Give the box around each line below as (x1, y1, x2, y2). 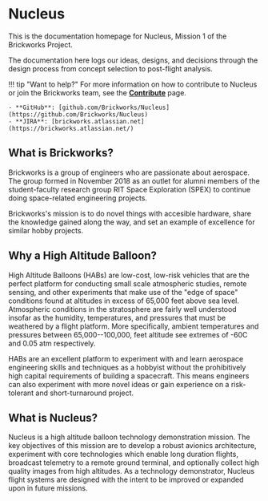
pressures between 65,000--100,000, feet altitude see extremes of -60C (8, 329, 248, 339)
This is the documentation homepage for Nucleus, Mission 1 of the (8, 31, 227, 41)
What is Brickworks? (8, 146, 114, 160)
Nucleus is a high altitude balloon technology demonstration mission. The (8, 432, 250, 442)
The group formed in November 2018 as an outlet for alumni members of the (8, 176, 260, 185)
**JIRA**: (15, 117, 48, 125)
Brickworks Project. (8, 39, 74, 49)
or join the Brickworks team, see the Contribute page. (8, 87, 186, 97)
